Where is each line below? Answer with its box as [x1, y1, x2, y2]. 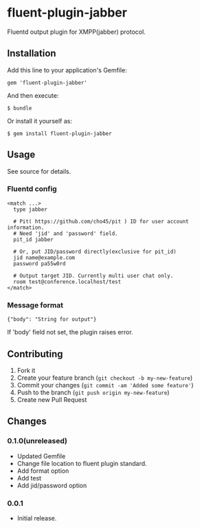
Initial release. [16, 514, 57, 522]
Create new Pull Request [16, 395, 87, 404]
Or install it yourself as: [7, 116, 72, 125]
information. [7, 224, 45, 231]
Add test [16, 474, 42, 482]
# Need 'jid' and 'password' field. [13, 230, 118, 237]
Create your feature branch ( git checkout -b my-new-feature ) [16, 374, 193, 382]
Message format [7, 300, 64, 309]
